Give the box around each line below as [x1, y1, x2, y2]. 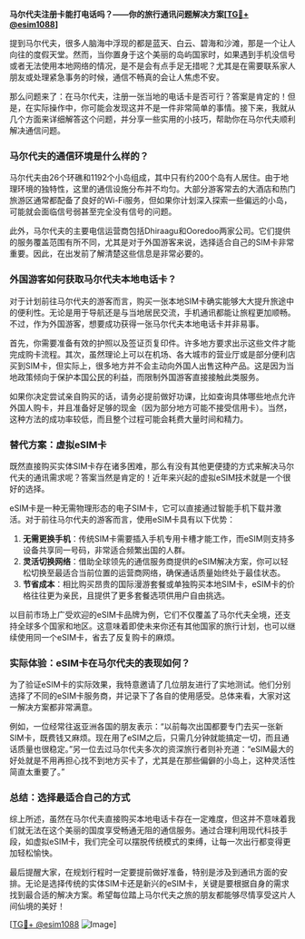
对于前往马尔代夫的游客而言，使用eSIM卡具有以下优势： [25, 514, 236, 524]
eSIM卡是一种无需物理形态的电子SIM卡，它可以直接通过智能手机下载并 [9, 503, 274, 514]
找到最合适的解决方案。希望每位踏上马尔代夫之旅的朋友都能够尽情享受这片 [9, 889, 288, 901]
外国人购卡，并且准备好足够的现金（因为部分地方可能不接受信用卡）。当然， [9, 402, 292, 413]
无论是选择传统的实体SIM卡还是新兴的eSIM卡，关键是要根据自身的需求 [25, 878, 290, 889]
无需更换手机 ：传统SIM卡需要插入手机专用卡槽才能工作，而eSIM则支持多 [22, 533, 295, 543]
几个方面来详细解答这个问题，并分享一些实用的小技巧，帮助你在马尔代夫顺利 [9, 113, 296, 124]
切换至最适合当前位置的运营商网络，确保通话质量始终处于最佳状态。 [30, 567, 286, 578]
